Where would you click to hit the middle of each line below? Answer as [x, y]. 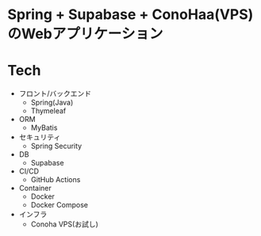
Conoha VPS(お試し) [64, 224]
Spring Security [56, 146]
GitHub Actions [56, 180]
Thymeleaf [48, 111]
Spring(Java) [52, 103]
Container [35, 188]
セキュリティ [40, 137]
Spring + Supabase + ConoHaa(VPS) [130, 15]
